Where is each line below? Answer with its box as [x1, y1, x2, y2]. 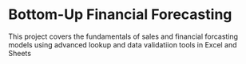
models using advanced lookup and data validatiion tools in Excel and [8, 40, 237, 49]
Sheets [8, 48, 32, 58]
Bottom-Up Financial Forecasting [8, 6, 232, 24]
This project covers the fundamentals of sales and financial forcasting [8, 32, 238, 41]
